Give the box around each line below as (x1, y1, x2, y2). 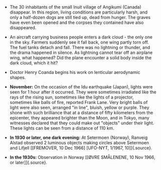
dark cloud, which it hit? (9, 60, 58, 66)
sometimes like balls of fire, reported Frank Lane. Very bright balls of (9, 100, 148, 105)
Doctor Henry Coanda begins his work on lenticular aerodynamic (9, 69, 141, 75)
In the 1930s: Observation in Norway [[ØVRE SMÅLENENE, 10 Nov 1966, (9, 154, 155, 160)
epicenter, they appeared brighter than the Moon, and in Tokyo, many (9, 115, 150, 120)
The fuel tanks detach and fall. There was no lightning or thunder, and (9, 45, 150, 50)
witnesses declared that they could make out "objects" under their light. (9, 120, 155, 126)
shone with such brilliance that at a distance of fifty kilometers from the (9, 110, 153, 116)
